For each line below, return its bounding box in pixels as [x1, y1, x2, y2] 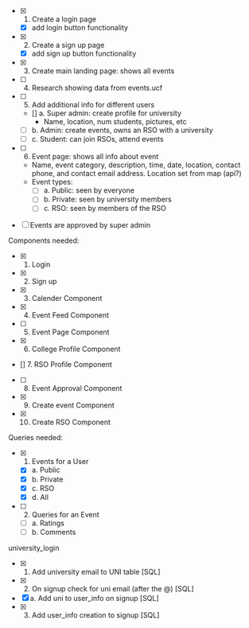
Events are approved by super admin [29, 220, 151, 230]
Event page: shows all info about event [31, 152, 159, 162]
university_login [8, 543, 60, 552]
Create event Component [31, 400, 115, 410]
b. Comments [31, 527, 76, 536]
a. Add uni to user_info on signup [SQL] [29, 593, 159, 603]
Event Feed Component [31, 310, 110, 320]
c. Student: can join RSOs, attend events [31, 135, 165, 144]
